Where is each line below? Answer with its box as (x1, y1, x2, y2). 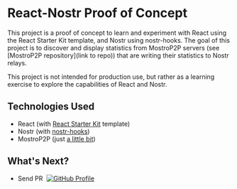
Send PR (17, 174, 43, 183)
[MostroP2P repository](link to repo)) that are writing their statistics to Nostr (7, 51, 229, 60)
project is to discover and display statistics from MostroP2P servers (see (7, 43, 220, 52)
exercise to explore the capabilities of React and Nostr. (7, 80, 167, 88)
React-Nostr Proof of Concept (7, 5, 188, 21)
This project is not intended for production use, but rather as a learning (7, 72, 215, 81)
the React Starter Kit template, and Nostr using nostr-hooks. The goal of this (7, 36, 231, 44)
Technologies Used (7, 101, 94, 113)
